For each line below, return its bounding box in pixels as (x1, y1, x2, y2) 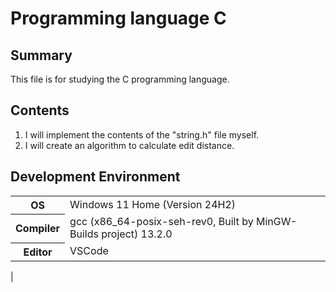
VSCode (69, 244, 109, 258)
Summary (10, 47, 73, 64)
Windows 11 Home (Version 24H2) (69, 197, 237, 211)
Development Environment (10, 168, 181, 186)
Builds (69, 227, 99, 241)
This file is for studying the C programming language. (10, 73, 230, 85)
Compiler (15, 222, 61, 236)
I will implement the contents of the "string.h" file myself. (24, 128, 260, 141)
